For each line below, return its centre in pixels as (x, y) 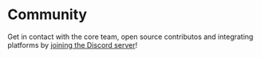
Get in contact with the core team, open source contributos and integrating (130, 37)
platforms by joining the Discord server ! (72, 44)
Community (47, 15)
